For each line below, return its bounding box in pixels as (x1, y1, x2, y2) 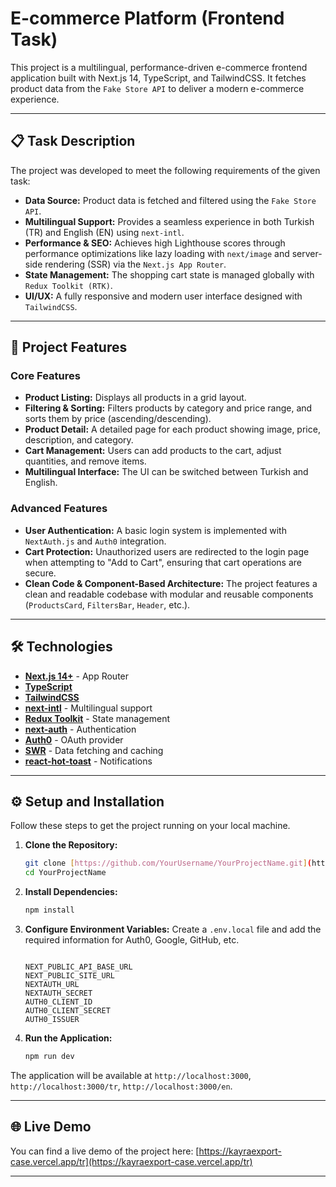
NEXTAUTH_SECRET (24, 988, 93, 998)
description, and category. (24, 434, 134, 446)
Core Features (10, 369, 81, 383)
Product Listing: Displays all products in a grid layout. (24, 392, 247, 404)
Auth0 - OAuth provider (24, 733, 124, 746)
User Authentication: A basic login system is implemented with (24, 524, 287, 536)
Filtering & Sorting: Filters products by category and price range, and (24, 402, 313, 414)
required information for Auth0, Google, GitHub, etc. (24, 933, 240, 946)
